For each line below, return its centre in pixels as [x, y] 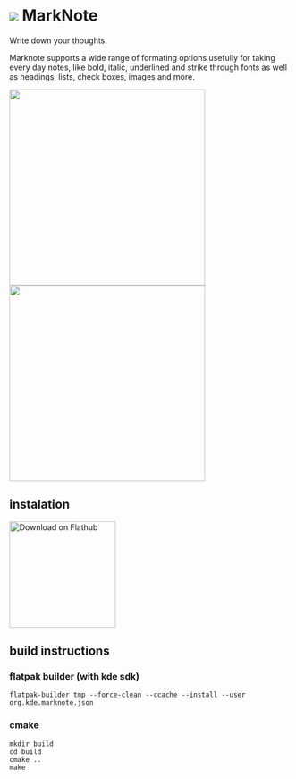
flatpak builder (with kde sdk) [75, 677]
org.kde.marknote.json [51, 703]
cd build [25, 752]
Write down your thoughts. [58, 40]
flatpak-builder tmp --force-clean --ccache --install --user [127, 695]
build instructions [59, 651]
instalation [39, 505]
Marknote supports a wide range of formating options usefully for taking [142, 57]
